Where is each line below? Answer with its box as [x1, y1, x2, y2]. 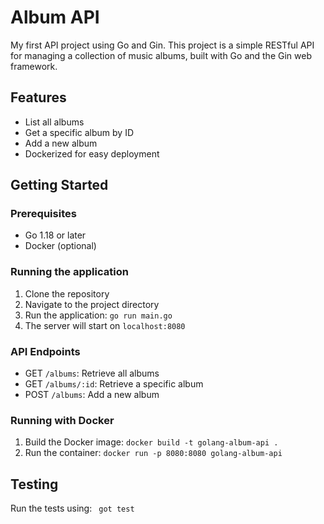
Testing [10, 476, 59, 493]
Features [10, 89, 67, 106]
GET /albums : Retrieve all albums [24, 367, 160, 380]
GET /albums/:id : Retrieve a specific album [24, 378, 204, 390]
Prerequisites [10, 207, 77, 221]
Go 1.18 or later [24, 229, 87, 241]
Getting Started [10, 177, 109, 194]
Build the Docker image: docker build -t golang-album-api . [24, 436, 279, 448]
